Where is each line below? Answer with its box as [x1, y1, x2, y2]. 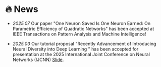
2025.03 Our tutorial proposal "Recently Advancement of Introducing [12, 40, 156, 46]
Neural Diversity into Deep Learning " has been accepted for [12, 46, 139, 52]
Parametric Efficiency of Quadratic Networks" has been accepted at [12, 25, 154, 31]
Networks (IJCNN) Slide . [12, 56, 64, 62]
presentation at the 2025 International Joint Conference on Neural [12, 51, 150, 57]
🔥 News [5, 3, 39, 15]
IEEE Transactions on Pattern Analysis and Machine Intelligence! [12, 31, 146, 37]
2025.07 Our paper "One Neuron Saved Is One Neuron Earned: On [12, 20, 151, 26]
